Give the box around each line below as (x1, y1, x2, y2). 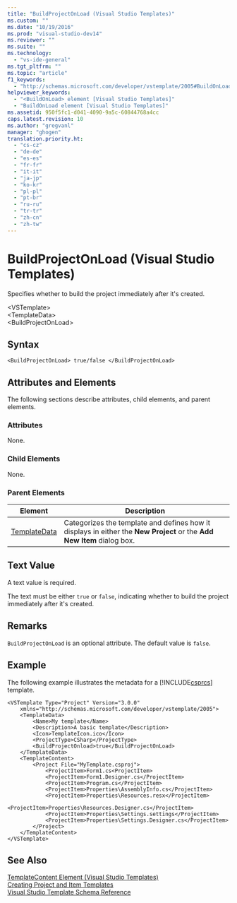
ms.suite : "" (7, 43, 46, 50)
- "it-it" (13, 167, 42, 175)
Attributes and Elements (7, 376, 116, 389)
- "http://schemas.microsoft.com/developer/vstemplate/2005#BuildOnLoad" (13, 83, 235, 90)
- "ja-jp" (13, 175, 42, 182)
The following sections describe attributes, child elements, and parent (7, 395, 210, 403)
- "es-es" (13, 155, 42, 163)
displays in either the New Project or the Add (63, 527, 214, 537)
